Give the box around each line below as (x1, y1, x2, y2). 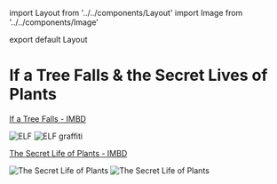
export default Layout (9, 35, 88, 44)
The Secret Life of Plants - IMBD (9, 148, 128, 158)
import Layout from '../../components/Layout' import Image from (9, 8, 243, 18)
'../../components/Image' (9, 17, 99, 28)
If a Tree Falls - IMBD (9, 113, 87, 124)
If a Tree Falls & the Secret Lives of (9, 66, 268, 85)
